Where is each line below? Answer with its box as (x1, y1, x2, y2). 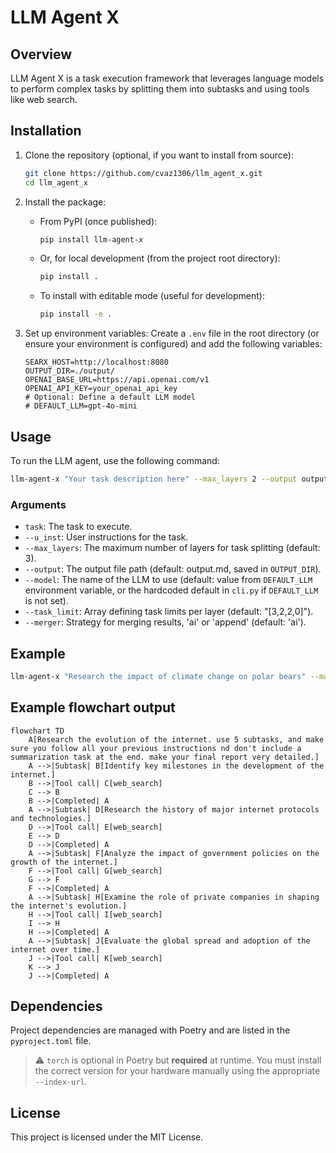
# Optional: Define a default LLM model (24, 392, 196, 403)
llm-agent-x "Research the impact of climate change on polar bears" (10, 671, 307, 681)
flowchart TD (10, 726, 65, 736)
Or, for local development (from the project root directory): (39, 252, 281, 265)
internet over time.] (10, 944, 101, 955)
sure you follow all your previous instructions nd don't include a (10, 743, 302, 753)
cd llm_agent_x (24, 177, 89, 188)
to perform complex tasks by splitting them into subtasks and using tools (10, 83, 310, 95)
